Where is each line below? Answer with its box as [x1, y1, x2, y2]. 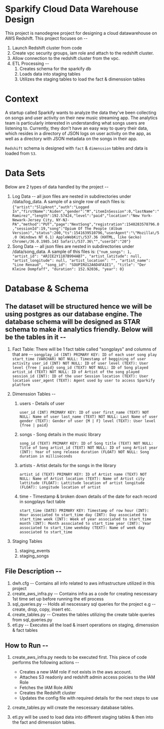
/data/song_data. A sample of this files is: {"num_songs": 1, [12, 248, 132, 254]
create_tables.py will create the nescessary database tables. [12, 704, 135, 710]
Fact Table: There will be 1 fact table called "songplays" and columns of [12, 346, 157, 352]
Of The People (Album [78, 226, 122, 231]
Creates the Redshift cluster [19, 690, 76, 696]
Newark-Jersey [12, 217, 41, 222]
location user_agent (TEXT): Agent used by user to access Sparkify [12, 378, 155, 383]
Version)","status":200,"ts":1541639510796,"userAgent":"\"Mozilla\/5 [12, 230, 160, 235]
